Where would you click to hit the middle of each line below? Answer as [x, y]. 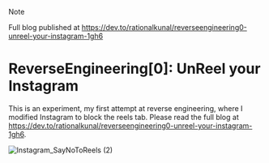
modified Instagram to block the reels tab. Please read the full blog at [124, 117]
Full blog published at [44, 27]
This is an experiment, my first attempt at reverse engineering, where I [126, 108]
